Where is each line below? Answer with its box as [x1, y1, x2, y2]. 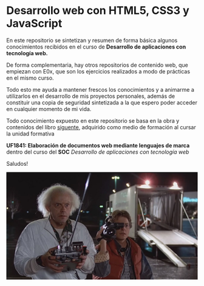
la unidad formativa [6, 130, 55, 137]
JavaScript [6, 16, 63, 30]
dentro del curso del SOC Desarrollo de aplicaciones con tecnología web [6, 148, 189, 155]
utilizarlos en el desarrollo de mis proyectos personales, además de [6, 92, 175, 100]
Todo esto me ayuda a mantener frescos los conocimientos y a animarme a [6, 86, 194, 93]
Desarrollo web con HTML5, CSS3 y [6, 4, 189, 18]
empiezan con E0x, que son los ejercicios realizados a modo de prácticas [6, 67, 190, 75]
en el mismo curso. [6, 74, 54, 81]
